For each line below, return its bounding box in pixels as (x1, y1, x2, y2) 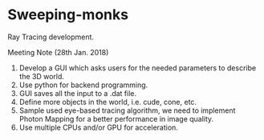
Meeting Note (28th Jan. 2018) (7, 47, 109, 57)
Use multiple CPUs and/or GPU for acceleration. (18, 122, 178, 132)
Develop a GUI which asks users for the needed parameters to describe (18, 62, 257, 73)
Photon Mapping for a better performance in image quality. (18, 114, 214, 123)
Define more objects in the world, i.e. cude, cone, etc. (18, 97, 197, 106)
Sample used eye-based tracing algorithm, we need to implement (18, 106, 236, 115)
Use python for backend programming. (18, 80, 148, 90)
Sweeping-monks (7, 6, 129, 24)
